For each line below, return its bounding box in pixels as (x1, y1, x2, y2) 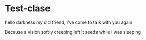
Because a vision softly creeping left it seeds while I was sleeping (5, 29, 141, 35)
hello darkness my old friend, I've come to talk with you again (5, 19, 132, 25)
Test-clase (5, 3, 51, 14)
